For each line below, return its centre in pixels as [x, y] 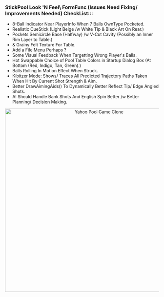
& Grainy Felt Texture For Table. [44, 45]
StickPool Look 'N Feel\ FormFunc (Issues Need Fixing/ [71, 7]
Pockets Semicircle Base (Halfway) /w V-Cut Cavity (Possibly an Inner [82, 34]
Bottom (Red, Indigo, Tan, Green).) [47, 65]
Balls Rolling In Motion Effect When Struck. [55, 71]
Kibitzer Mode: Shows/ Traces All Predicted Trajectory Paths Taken [80, 76]
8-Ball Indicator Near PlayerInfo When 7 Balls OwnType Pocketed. [78, 24]
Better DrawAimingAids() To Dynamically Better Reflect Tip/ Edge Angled [85, 86]
